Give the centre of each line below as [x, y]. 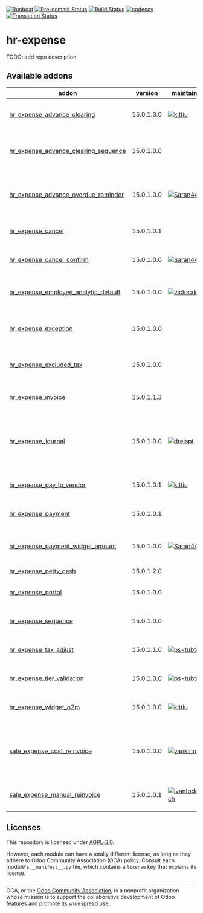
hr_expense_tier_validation [47, 678]
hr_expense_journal [37, 441]
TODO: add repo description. [42, 57]
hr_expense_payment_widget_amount [63, 546]
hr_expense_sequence [41, 621]
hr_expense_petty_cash [43, 571]
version [147, 93]
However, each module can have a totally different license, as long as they [99, 854]
